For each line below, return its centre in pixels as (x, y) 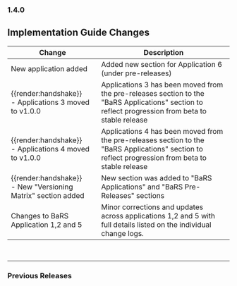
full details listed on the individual (156, 225)
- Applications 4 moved (50, 149)
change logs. (123, 233)
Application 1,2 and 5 (47, 225)
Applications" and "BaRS (142, 187)
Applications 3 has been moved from (162, 85)
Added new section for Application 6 (162, 64)
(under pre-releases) (136, 73)
